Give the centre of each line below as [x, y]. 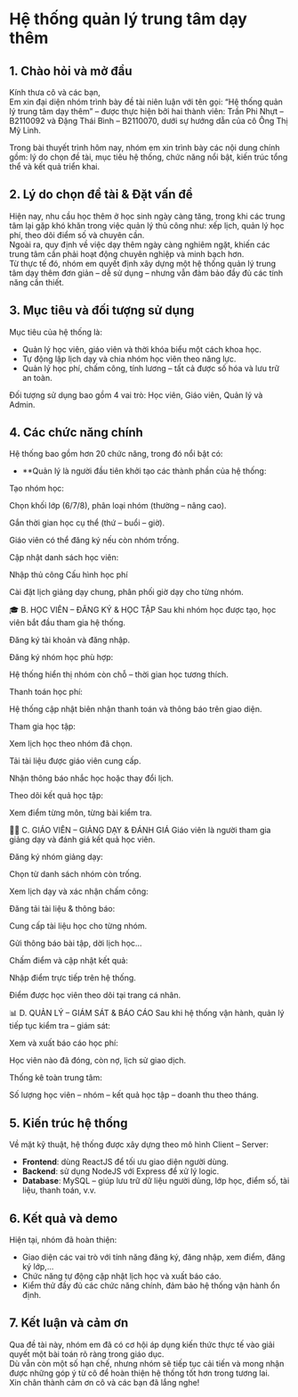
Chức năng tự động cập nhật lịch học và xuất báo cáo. [122, 1277]
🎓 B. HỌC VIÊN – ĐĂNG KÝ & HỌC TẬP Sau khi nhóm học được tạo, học [143, 610]
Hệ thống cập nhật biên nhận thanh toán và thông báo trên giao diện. [136, 709]
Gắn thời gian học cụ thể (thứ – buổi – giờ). [87, 523]
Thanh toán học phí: [46, 692]
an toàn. [37, 377]
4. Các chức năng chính [77, 433]
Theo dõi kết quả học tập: [56, 796]
